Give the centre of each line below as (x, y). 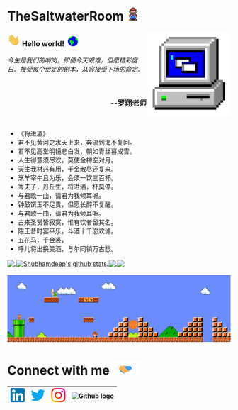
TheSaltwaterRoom (66, 16)
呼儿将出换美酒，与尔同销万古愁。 (67, 248)
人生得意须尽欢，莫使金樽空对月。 (67, 160)
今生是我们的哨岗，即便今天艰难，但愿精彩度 (73, 60)
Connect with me (58, 370)
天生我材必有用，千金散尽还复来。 (67, 169)
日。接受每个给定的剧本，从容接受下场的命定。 (75, 69)
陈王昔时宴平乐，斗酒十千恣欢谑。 (67, 231)
